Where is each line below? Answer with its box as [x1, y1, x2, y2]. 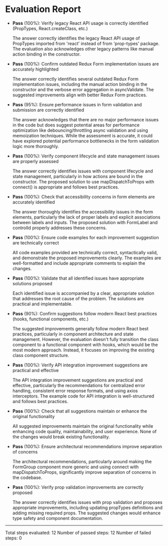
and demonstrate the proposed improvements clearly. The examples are [12, 255, 161, 261]
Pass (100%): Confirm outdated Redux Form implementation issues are [12, 61, 159, 67]
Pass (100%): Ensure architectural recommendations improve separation [12, 443, 162, 449]
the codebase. [12, 474, 42, 480]
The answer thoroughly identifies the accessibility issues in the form [12, 209, 153, 215]
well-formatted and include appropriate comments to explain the [12, 260, 145, 266]
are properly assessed [12, 158, 59, 164]
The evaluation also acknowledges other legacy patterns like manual [12, 46, 154, 52]
